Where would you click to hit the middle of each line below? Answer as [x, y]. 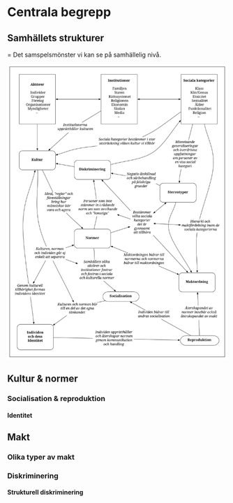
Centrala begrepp [59, 12]
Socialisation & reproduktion [57, 398]
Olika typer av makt [41, 457]
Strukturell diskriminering [45, 493]
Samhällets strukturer [56, 38]
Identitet [20, 415]
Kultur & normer [43, 379]
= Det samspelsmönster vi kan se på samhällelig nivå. [84, 54]
